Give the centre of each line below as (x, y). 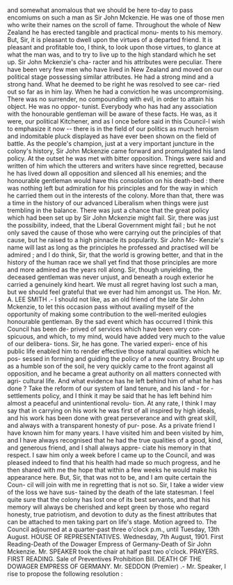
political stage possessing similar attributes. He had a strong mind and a (111, 77)
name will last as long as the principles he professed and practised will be (113, 247)
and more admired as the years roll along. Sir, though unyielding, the (105, 269)
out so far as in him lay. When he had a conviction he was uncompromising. (115, 91)
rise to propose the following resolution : (65, 574)
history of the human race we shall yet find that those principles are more (112, 262)
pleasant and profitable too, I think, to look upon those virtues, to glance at (114, 47)
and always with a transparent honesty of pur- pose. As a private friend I (111, 425)
